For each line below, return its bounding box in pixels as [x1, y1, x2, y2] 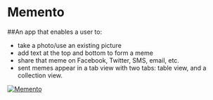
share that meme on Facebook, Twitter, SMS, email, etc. [17, 56, 179, 64]
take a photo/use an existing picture [17, 41, 122, 49]
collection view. [17, 71, 63, 80]
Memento [7, 4, 65, 20]
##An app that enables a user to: [7, 27, 103, 36]
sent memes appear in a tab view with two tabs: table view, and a [17, 63, 207, 72]
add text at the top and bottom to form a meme [17, 49, 153, 57]
